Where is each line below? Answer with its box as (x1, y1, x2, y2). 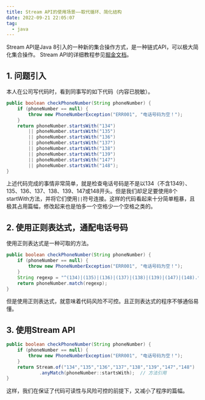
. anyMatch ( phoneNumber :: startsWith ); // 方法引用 (38, 370, 167, 376)
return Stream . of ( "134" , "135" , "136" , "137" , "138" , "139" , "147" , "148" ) (17, 364, 195, 370)
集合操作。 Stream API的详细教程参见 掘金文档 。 (11, 51, 132, 59)
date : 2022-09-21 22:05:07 (6, 15, 75, 21)
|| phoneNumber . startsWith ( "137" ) (28, 140, 116, 146)
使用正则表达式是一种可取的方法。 (6, 240, 92, 247)
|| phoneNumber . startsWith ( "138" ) (28, 146, 116, 152)
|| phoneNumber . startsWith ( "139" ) (28, 151, 116, 157)
